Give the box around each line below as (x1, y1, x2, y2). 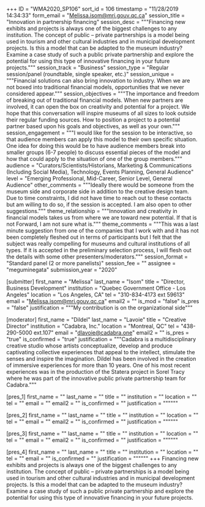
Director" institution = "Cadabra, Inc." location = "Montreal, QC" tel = (6, 322, 180, 330)
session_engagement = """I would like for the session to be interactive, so (6, 129, 193, 136)
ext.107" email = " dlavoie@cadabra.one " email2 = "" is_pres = (33, 329, 190, 336)
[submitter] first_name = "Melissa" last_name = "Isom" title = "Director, (6, 278, 185, 285)
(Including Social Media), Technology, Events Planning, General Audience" (6, 168, 194, 176)
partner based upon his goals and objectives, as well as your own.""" (6, 123, 181, 130)
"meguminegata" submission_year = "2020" (6, 266, 117, 273)
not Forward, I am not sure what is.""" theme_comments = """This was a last (6, 220, 199, 228)
